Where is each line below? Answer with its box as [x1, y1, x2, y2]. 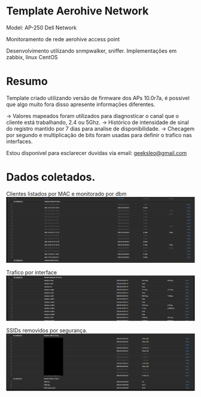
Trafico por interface [6, 269, 57, 276]
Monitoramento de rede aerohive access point [6, 35, 120, 43]
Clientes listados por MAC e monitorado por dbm [6, 190, 127, 197]
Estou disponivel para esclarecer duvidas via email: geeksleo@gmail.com [6, 149, 187, 156]
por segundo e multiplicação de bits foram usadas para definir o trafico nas [6, 131, 193, 138]
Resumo [6, 75, 48, 88]
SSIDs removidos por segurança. [6, 326, 88, 334]
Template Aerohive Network [6, 4, 149, 18]
